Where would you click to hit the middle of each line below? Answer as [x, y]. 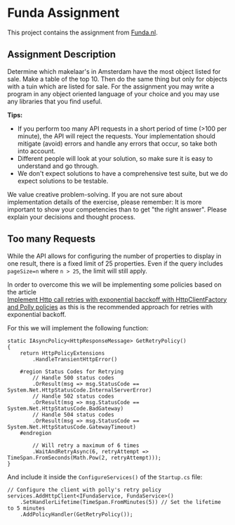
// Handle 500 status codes [73, 377]
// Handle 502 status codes [73, 396]
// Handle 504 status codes [73, 415]
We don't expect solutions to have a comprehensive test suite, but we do [122, 173]
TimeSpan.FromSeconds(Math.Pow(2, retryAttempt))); [84, 458]
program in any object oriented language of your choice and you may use [113, 93]
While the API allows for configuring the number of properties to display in [114, 256]
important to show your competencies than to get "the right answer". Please [117, 209]
